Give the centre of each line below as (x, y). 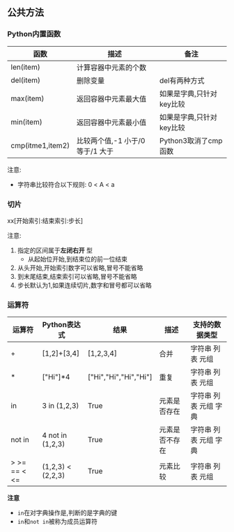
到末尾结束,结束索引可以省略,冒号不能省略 (77, 276)
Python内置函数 (34, 34)
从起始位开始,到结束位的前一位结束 (77, 259)
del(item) (25, 80)
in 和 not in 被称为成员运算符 (57, 522)
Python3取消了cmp (191, 140)
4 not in (55, 436)
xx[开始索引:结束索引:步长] (45, 220)
